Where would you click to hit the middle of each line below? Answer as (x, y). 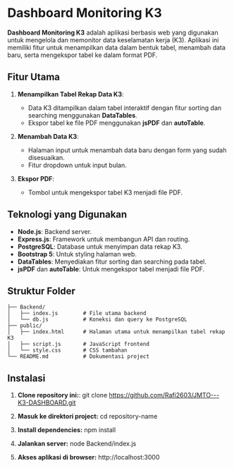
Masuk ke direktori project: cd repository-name (87, 417)
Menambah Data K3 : (48, 136)
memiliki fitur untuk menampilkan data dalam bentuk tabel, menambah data (116, 47)
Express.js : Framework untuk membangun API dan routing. (104, 239)
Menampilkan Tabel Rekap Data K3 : (70, 94)
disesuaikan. (46, 157)
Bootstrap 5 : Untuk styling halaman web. (77, 254)
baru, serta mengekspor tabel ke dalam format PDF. (82, 55)
